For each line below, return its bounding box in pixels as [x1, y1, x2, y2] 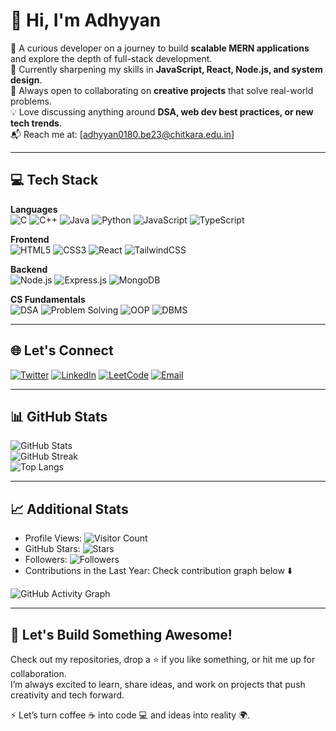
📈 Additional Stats [10, 500, 129, 518]
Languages [10, 203, 58, 215]
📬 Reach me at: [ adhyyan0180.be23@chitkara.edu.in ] [10, 128, 235, 140]
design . [10, 74, 43, 86]
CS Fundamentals [10, 293, 86, 305]
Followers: [24, 554, 68, 566]
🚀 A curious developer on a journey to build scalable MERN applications [10, 42, 310, 54]
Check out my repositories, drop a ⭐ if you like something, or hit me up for [10, 654, 316, 665]
